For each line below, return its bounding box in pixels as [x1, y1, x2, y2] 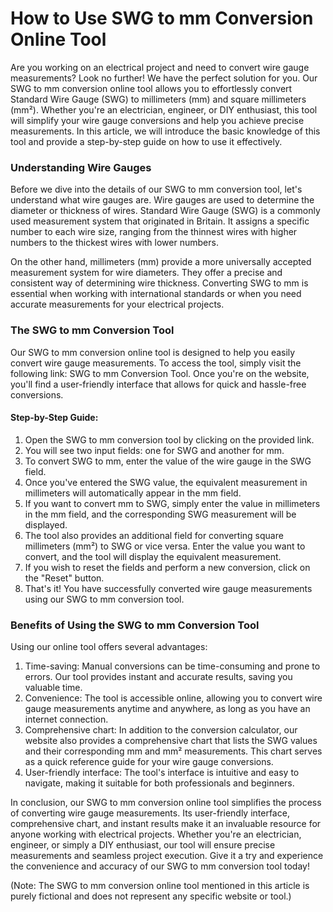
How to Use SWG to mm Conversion [10, 7, 314, 30]
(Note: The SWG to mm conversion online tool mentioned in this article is [10, 880, 310, 892]
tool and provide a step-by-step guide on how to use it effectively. [10, 135, 283, 147]
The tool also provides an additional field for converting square [24, 529, 284, 541]
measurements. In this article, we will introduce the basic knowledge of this [10, 125, 321, 137]
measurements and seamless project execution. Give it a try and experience [10, 850, 324, 862]
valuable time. [24, 682, 83, 694]
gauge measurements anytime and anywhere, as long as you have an [24, 703, 311, 715]
